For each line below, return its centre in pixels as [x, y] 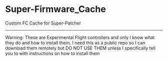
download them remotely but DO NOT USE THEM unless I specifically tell [80, 48]
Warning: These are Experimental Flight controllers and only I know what [80, 37]
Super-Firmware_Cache [55, 9]
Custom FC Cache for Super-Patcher [43, 23]
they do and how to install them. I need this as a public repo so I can [75, 42]
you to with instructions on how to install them [52, 53]
